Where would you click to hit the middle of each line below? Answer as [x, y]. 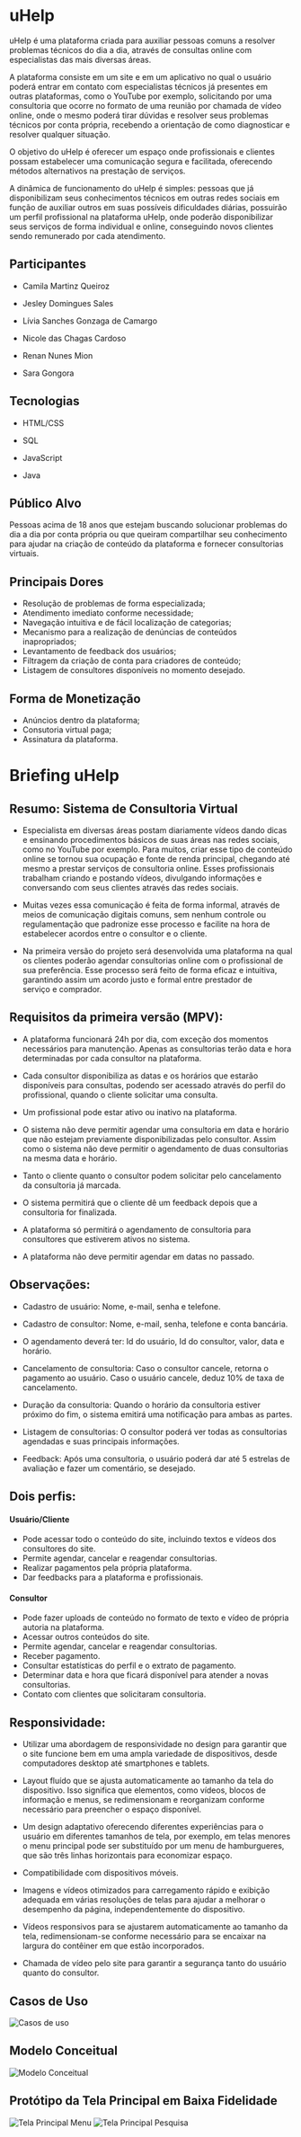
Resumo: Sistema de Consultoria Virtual [124, 808]
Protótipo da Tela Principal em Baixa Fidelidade [143, 2101]
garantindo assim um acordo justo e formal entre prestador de [137, 980]
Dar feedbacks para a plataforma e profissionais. [113, 1577]
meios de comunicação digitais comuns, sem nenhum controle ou [144, 914]
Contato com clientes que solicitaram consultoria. [114, 1694]
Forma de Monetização [75, 699]
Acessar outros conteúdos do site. [86, 1637]
